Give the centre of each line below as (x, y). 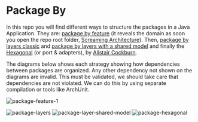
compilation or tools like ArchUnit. (48, 89)
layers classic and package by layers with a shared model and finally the (95, 46)
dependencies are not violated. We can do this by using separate (86, 83)
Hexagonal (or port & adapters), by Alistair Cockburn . (72, 52)
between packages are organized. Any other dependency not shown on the (99, 70)
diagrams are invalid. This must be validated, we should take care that (92, 77)
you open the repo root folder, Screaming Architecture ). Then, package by (98, 39)
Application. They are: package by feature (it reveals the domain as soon (96, 33)
